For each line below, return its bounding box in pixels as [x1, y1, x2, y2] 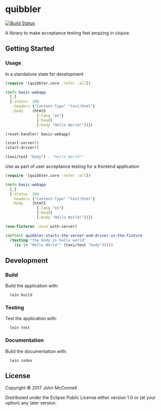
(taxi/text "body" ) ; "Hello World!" [5, 154, 84, 159]
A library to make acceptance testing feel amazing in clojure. [5, 30, 130, 36]
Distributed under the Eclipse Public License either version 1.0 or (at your [5, 394, 156, 400]
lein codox [10, 358, 33, 363]
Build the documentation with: [5, 348, 67, 354]
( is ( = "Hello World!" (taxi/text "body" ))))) [14, 242, 113, 247]
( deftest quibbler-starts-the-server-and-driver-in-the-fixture [5, 233, 142, 238]
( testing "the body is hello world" [10, 238, 86, 243]
